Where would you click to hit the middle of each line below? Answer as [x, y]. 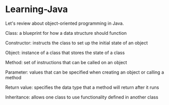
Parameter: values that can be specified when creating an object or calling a [85, 72]
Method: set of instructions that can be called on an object [66, 62]
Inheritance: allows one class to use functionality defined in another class [82, 97]
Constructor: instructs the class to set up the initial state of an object [77, 43]
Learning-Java [37, 9]
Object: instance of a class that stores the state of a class [65, 52]
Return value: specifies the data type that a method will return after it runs [82, 87]
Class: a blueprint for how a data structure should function [66, 33]
